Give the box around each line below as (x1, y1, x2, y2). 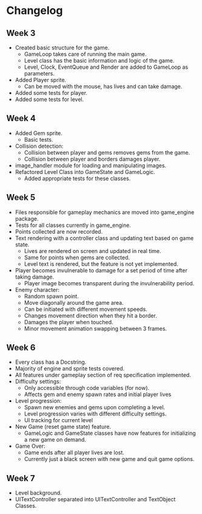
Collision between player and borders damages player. (24, 155, 161, 162)
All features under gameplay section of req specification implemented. (15, 372, 191, 379)
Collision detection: (15, 142, 64, 150)
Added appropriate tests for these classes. (24, 175, 131, 182)
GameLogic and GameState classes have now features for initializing (24, 429, 196, 437)
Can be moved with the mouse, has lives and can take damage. (24, 83, 183, 90)
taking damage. (15, 273, 55, 280)
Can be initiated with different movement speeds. (24, 305, 147, 313)
